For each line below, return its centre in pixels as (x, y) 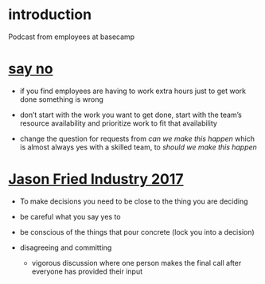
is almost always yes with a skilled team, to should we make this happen (138, 147)
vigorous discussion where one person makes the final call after (136, 263)
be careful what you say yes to (70, 216)
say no (31, 69)
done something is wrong (61, 99)
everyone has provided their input (87, 271)
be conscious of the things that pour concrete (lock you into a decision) (137, 231)
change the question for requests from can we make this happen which (137, 138)
